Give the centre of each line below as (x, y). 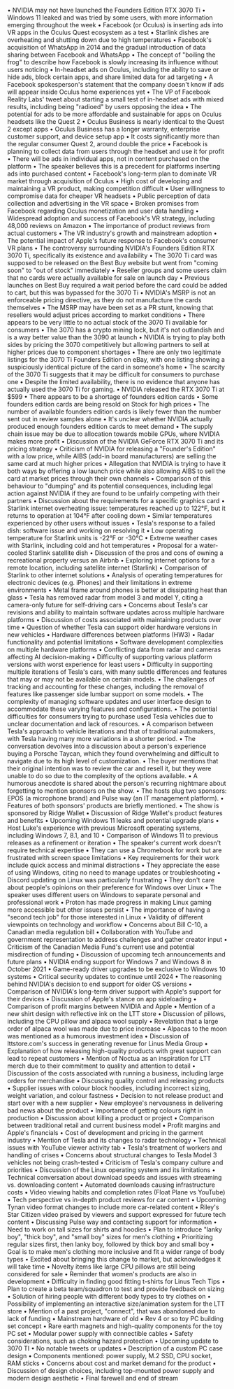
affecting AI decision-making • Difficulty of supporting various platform (110, 657)
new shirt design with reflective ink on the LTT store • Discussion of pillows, (117, 1014)
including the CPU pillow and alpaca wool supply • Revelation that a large (113, 1021)
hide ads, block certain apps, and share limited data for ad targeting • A (110, 77)
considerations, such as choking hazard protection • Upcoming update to (113, 1341)
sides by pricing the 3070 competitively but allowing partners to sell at (108, 345)
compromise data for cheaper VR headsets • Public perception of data (109, 196)
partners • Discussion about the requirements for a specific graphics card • (116, 501)
